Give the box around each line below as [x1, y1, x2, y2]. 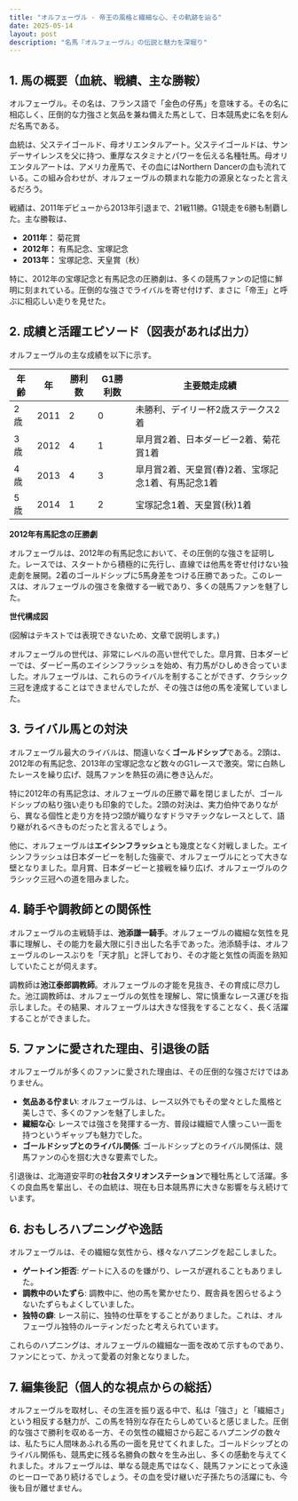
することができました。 [9, 1013, 95, 1023]
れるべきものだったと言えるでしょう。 [32, 821, 172, 831]
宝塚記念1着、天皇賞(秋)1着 [135, 498, 253, 511]
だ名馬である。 [9, 121, 64, 131]
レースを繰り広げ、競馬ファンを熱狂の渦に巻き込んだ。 [16, 769, 218, 780]
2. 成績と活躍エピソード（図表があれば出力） [9, 324, 256, 339]
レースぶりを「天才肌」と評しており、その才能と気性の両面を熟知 [47, 949, 288, 960]
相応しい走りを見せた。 [24, 296, 111, 306]
